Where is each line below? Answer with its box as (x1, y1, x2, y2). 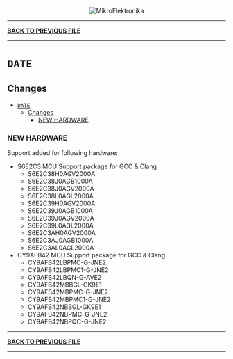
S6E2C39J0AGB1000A (27, 207, 94, 215)
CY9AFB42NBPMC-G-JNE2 (27, 310, 107, 319)
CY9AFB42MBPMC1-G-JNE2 (27, 296, 111, 304)
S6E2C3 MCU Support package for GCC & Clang (17, 162, 157, 170)
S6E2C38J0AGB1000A (27, 177, 94, 186)
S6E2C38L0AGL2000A (27, 192, 94, 200)
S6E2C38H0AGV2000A (27, 170, 96, 178)
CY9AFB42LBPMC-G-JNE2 (27, 258, 106, 267)
